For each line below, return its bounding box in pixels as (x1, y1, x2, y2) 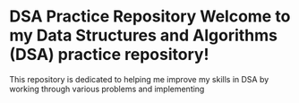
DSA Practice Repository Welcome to (9, 6, 291, 27)
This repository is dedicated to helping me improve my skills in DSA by (9, 73, 269, 84)
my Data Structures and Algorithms (9, 25, 278, 46)
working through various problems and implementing (9, 83, 205, 94)
